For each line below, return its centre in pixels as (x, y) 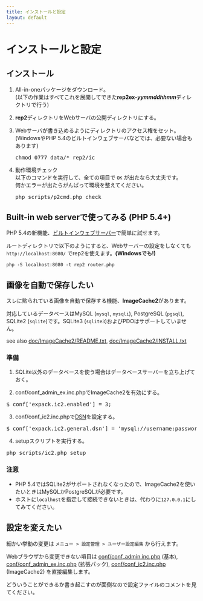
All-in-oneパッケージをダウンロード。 (62, 89)
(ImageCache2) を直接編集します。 (50, 571)
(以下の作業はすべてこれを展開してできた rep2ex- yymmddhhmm (95, 97)
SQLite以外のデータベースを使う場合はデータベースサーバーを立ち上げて (105, 372)
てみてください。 (36, 506)
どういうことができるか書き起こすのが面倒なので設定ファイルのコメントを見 (101, 584)
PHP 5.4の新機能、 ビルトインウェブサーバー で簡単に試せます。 (85, 233)
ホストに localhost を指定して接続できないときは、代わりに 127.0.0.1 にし (105, 499)
